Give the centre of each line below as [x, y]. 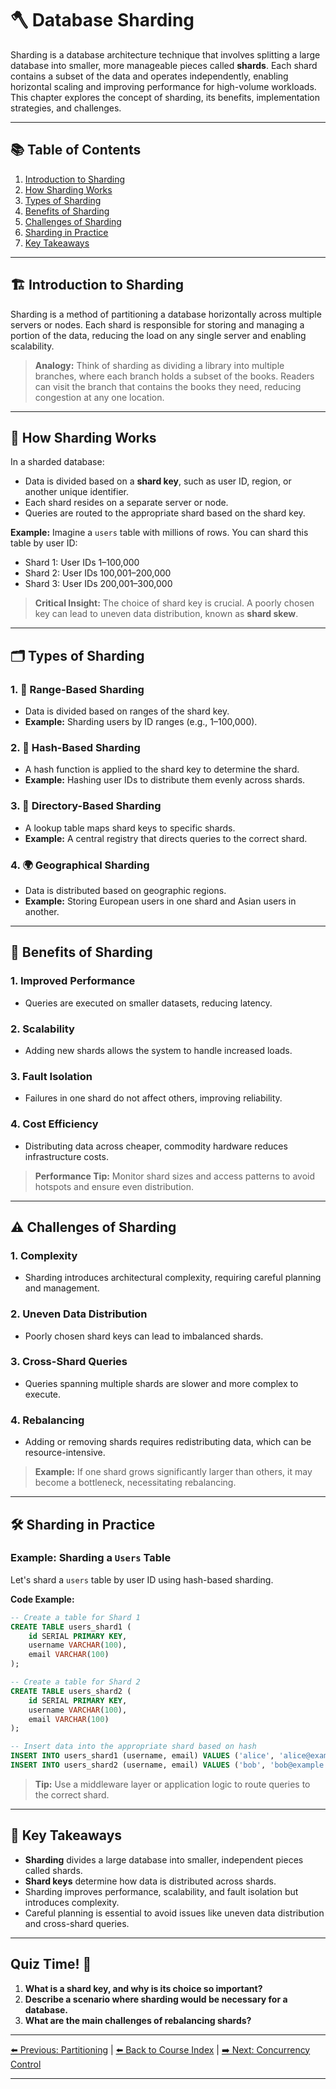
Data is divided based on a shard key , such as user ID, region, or [158, 481]
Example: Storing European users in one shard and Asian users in [160, 901]
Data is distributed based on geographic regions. [125, 890]
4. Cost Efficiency [54, 1124]
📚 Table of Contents [76, 150]
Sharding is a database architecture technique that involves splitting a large [165, 54]
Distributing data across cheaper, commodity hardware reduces [156, 1146]
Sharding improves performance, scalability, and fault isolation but [161, 1891]
